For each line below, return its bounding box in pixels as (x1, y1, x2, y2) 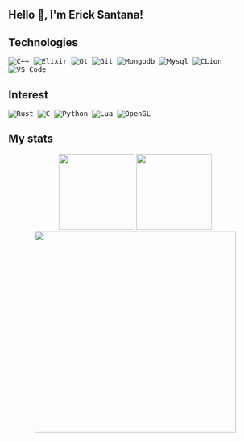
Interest (8, 88, 48, 102)
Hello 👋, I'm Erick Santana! (8, 8, 143, 22)
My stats (8, 132, 54, 146)
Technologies (8, 35, 79, 49)
